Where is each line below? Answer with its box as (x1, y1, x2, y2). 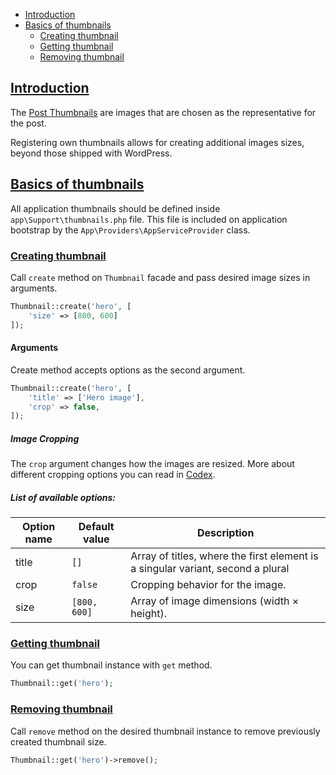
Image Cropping (10, 432, 80, 444)
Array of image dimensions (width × (130, 594, 300, 608)
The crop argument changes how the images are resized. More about (10, 458, 295, 470)
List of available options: (10, 491, 117, 503)
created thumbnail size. (10, 735, 107, 748)
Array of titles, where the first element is (130, 549, 319, 563)
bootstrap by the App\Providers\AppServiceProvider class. (10, 224, 251, 236)
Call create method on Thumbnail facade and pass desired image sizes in (10, 271, 311, 283)
